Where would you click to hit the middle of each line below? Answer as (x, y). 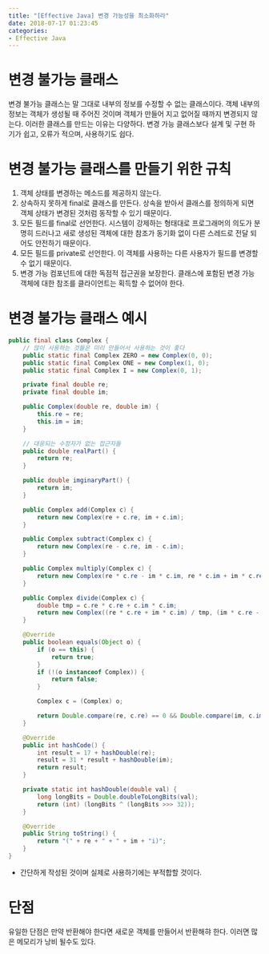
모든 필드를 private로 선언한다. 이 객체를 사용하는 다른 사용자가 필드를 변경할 (139, 253)
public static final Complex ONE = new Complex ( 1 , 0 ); (116, 363)
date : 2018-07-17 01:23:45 (53, 23)
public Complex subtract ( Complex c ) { (87, 539)
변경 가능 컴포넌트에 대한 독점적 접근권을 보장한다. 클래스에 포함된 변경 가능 (137, 273)
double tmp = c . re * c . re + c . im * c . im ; (107, 605)
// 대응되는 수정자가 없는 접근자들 (72, 443)
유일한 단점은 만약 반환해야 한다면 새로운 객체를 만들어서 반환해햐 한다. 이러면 (129, 932)
